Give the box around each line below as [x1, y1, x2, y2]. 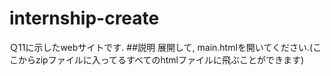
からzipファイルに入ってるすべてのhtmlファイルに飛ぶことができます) [17, 53, 305, 66]
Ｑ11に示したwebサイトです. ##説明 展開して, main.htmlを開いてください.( [9, 41, 314, 53]
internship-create [9, 7, 160, 30]
